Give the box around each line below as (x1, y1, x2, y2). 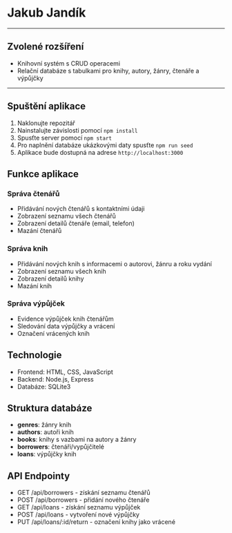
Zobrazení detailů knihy (17, 274, 84, 283)
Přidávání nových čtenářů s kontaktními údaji (17, 205, 145, 213)
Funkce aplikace (7, 168, 79, 180)
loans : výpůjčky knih (17, 450, 77, 458)
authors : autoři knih (17, 428, 74, 436)
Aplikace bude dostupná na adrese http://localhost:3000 (17, 148, 184, 156)
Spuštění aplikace (7, 100, 86, 112)
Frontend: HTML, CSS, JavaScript (17, 368, 114, 376)
